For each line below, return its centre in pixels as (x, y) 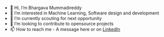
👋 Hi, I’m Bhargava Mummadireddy (46, 8)
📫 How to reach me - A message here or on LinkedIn (65, 29)
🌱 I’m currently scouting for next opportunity (56, 18)
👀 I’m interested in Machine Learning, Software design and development (85, 13)
